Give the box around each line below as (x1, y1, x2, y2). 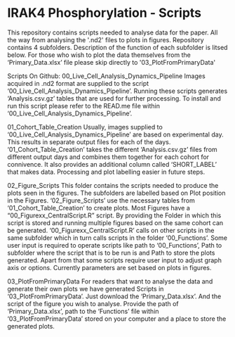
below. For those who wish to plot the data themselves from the (7, 51, 191, 59)
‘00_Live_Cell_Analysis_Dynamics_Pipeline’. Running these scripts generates (7, 87, 228, 95)
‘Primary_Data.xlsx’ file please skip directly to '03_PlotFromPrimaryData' (7, 58, 216, 66)
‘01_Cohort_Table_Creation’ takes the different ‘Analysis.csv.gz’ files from (7, 145, 217, 153)
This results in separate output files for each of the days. (7, 137, 171, 146)
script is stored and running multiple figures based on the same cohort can (7, 218, 224, 227)
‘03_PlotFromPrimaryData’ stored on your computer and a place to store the (7, 314, 227, 323)
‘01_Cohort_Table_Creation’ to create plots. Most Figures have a (7, 203, 191, 212)
